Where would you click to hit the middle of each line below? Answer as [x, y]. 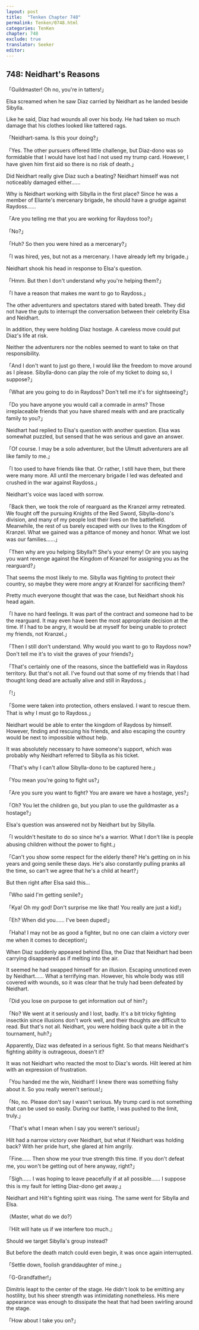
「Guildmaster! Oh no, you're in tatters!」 [56, 89]
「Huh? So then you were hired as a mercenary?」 [68, 243]
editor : [16, 50]
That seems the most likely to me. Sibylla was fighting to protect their [91, 577]
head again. [20, 601]
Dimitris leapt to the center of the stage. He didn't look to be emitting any [95, 1289]
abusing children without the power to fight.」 [62, 844]
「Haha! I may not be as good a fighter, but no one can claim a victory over [98, 932]
